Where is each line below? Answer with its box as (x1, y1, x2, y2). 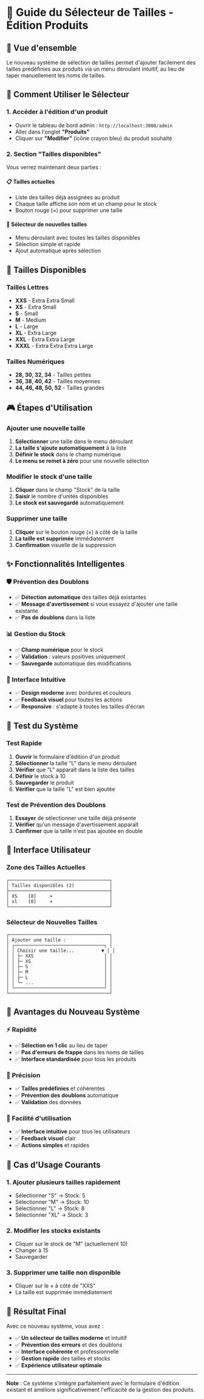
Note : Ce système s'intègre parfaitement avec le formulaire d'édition (6, 1380, 180, 1387)
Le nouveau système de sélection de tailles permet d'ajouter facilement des (6, 59, 196, 66)
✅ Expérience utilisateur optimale (15, 1362, 102, 1369)
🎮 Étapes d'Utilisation (6, 402, 93, 413)
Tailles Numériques (6, 358, 65, 366)
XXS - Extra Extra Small (15, 297, 75, 304)
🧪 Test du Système (6, 721, 79, 731)
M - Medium (15, 316, 47, 324)
